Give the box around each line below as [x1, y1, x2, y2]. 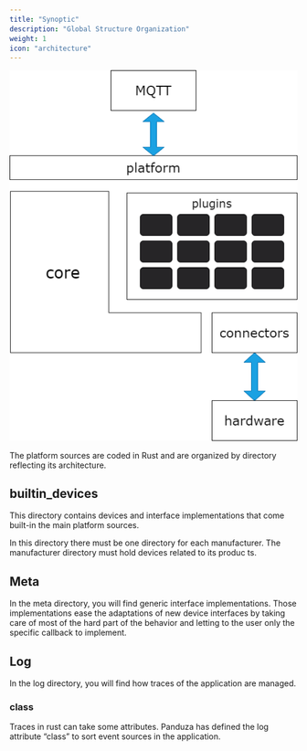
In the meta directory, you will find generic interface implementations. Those [9, 598, 297, 609]
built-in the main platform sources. [9, 520, 140, 531]
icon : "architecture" [9, 44, 92, 53]
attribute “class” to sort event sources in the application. [9, 731, 221, 742]
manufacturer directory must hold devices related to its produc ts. [9, 547, 258, 558]
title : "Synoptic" [9, 15, 79, 24]
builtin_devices [9, 486, 99, 502]
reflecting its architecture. [9, 460, 107, 471]
